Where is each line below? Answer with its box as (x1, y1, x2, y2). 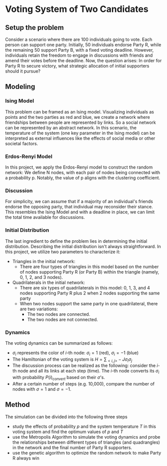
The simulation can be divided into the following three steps (5, 414, 128, 420)
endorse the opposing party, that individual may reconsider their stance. (5, 204, 153, 210)
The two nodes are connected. (27, 311, 90, 317)
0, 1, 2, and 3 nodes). (19, 274, 63, 280)
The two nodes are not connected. (27, 316, 98, 322)
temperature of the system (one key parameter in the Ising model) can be (5, 130, 156, 136)
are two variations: (19, 306, 58, 312)
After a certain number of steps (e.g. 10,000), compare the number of (12, 381, 155, 387)
